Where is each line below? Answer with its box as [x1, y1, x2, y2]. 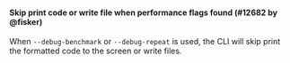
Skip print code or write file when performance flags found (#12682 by [9, 7, 278, 18]
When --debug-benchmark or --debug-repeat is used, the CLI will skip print [9, 36, 281, 47]
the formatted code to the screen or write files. [9, 45, 182, 57]
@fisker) [9, 16, 43, 27]
